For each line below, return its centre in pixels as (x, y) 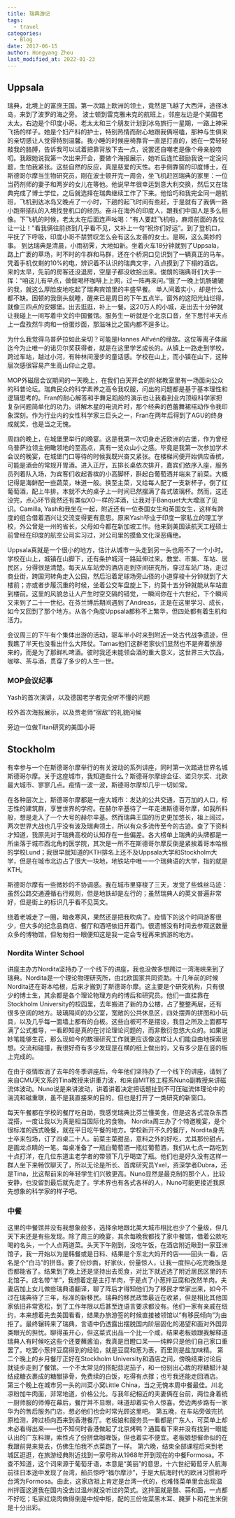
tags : (15, 20)
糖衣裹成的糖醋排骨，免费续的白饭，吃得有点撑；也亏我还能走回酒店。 (120, 1377)
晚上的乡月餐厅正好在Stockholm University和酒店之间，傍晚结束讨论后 (121, 1359)
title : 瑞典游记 (29, 14)
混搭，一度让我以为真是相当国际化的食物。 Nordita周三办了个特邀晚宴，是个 (117, 1121)
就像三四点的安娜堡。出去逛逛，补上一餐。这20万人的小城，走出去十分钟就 (115, 307)
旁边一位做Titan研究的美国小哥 (51, 727)
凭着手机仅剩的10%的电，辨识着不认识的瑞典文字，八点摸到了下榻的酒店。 (115, 262)
